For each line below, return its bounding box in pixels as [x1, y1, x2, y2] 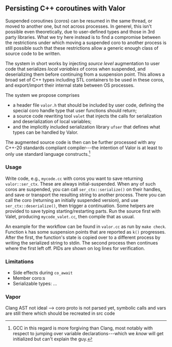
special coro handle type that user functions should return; [12, 107, 137, 113]
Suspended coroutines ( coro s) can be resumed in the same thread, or [5, 17, 153, 24]
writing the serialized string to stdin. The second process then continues [5, 239, 158, 246]
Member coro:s [12, 275, 46, 281]
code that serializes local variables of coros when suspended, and [5, 66, 146, 72]
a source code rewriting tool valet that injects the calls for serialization [12, 113, 162, 119]
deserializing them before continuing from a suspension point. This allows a [5, 71, 165, 77]
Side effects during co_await [12, 270, 73, 276]
